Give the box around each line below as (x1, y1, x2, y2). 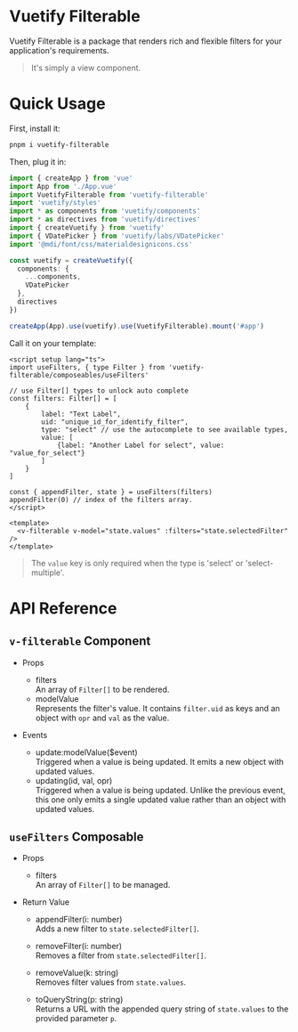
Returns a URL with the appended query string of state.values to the (35, 1004, 289, 1014)
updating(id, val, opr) (35, 775, 113, 785)
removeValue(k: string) (35, 968, 119, 979)
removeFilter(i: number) (35, 941, 123, 952)
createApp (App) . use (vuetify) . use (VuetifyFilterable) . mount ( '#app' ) (9, 321, 265, 330)
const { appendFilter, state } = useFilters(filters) (9, 487, 213, 496)
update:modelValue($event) (35, 746, 138, 758)
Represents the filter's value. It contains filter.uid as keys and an (35, 703, 280, 713)
